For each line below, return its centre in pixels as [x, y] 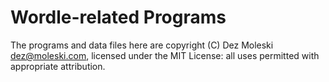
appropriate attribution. [58, 66]
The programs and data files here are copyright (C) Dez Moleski [142, 45]
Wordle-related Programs [118, 17]
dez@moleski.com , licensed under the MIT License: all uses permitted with [165, 55]
